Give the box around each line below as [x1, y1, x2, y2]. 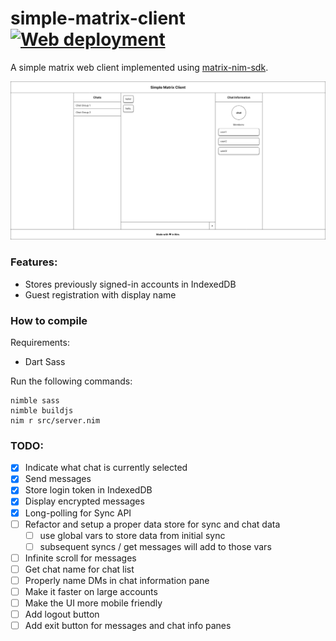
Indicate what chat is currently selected [24, 462, 188, 474]
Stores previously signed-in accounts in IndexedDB [24, 278, 237, 290]
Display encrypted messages [24, 495, 145, 507]
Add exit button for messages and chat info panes [24, 620, 232, 632]
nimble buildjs [10, 406, 74, 416]
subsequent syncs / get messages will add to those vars [39, 540, 272, 552]
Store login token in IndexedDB [24, 484, 153, 496]
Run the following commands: [10, 375, 133, 387]
